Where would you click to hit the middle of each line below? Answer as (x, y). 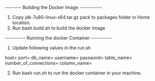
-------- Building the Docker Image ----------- (54, 7)
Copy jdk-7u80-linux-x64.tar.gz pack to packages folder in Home (81, 17)
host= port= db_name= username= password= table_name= (69, 58)
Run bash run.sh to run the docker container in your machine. (77, 73)
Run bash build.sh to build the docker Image (59, 28)
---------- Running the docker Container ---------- (58, 38)
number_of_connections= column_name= (49, 63)
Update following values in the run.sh (51, 48)
